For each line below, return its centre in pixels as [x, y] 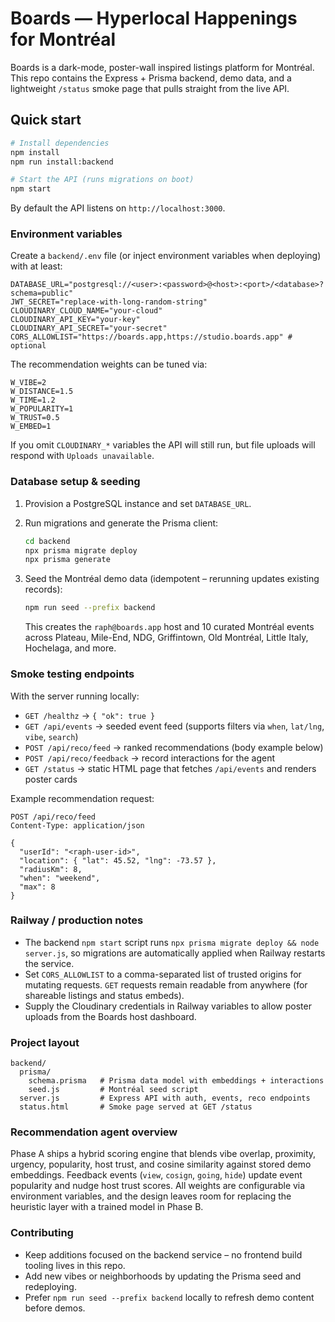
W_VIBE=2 [28, 383]
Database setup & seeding [75, 482]
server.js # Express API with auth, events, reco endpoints [165, 1098]
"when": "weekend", [60, 878]
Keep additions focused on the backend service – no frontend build [163, 1254]
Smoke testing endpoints [72, 674]
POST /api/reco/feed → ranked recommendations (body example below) [174, 747]
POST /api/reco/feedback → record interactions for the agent [149, 758]
